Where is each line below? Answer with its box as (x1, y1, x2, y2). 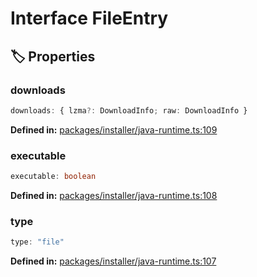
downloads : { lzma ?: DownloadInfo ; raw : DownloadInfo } (10, 105, 248, 116)
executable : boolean (10, 172, 97, 182)
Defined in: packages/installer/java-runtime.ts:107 (10, 255, 217, 267)
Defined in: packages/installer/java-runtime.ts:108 (10, 189, 218, 201)
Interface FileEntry (10, 7, 169, 30)
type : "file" (10, 237, 65, 247)
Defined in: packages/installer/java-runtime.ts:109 (10, 123, 218, 136)
